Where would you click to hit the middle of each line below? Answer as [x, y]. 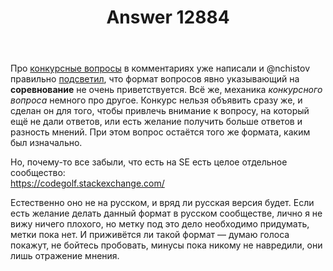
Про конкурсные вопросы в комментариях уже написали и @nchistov [160, 68]
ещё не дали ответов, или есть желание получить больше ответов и [156, 122]
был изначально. [46, 143]
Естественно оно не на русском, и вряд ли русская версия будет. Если [162, 203]
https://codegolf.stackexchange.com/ [87, 183]
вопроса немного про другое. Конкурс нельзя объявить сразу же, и [156, 100]
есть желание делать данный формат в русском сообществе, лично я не [166, 213]
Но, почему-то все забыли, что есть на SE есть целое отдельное [149, 162]
